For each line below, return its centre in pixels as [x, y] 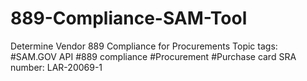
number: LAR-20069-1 [56, 67]
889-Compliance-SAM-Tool [129, 18]
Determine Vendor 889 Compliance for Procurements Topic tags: [144, 46]
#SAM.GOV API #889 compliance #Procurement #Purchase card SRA [153, 56]
